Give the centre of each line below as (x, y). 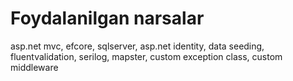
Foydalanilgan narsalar (107, 18)
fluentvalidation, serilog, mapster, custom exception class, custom (146, 56)
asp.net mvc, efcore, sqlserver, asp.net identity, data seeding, (137, 46)
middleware (34, 67)
